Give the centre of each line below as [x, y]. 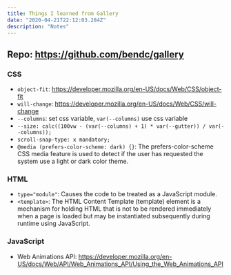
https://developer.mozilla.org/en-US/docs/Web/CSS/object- [137, 89]
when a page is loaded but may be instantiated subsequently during [113, 216]
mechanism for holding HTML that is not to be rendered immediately [114, 209]
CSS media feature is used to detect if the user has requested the [110, 154]
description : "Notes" [38, 26]
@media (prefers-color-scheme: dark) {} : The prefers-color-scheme [115, 146]
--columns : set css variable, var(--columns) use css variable [102, 119]
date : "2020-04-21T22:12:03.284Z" [57, 20]
